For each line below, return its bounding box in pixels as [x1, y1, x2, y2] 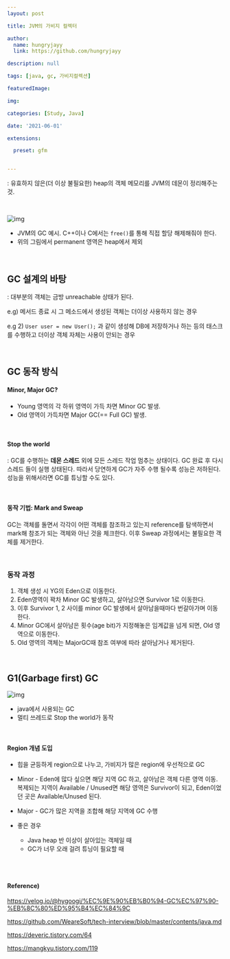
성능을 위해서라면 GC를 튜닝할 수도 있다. [7, 473, 115, 482]
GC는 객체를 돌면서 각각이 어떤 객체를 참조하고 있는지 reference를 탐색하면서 [7, 520, 214, 528]
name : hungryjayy [13, 41, 63, 48]
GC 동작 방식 [7, 366, 58, 378]
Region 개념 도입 [7, 743, 53, 752]
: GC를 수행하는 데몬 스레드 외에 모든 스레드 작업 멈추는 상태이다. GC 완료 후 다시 [7, 456, 224, 464]
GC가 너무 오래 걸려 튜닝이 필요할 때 [27, 845, 125, 853]
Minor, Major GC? [7, 385, 58, 393]
